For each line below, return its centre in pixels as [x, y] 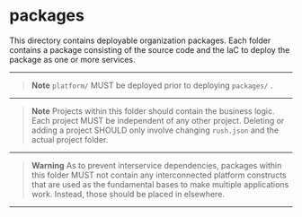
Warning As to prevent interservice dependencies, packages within [156, 165]
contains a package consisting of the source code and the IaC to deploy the [150, 49]
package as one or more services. [73, 59]
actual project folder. [70, 139]
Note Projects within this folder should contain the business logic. [153, 111]
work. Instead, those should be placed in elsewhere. [128, 194]
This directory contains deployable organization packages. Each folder [140, 40]
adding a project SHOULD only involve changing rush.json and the [155, 130]
